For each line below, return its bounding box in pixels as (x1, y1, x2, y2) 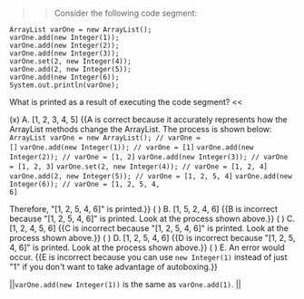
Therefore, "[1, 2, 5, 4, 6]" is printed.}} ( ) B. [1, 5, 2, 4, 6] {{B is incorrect (9, 204, 279, 214)
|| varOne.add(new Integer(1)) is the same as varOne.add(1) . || (9, 279, 242, 289)
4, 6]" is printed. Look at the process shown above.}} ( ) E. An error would (9, 242, 286, 253)
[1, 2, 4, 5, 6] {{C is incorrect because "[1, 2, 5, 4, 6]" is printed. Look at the (9, 223, 289, 234)
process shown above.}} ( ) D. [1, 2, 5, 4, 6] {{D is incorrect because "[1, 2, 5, (9, 233, 296, 243)
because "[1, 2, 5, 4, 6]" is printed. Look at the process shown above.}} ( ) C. (9, 213, 296, 224)
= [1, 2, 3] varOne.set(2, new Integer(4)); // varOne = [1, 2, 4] (9, 162, 268, 171)
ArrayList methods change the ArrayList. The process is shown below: (9, 124, 272, 134)
